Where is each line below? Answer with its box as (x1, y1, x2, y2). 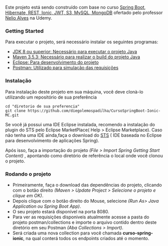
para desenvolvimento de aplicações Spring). (5, 137, 100, 143)
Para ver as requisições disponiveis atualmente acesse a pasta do (12, 214, 149, 220)
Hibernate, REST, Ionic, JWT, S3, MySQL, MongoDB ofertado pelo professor (5, 10, 163, 16)
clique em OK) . (12, 192, 44, 198)
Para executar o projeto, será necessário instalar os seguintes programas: (5, 39, 158, 45)
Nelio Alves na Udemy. (5, 15, 52, 21)
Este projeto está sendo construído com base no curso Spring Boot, (5, 5, 146, 10)
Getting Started (5, 27, 44, 34)
